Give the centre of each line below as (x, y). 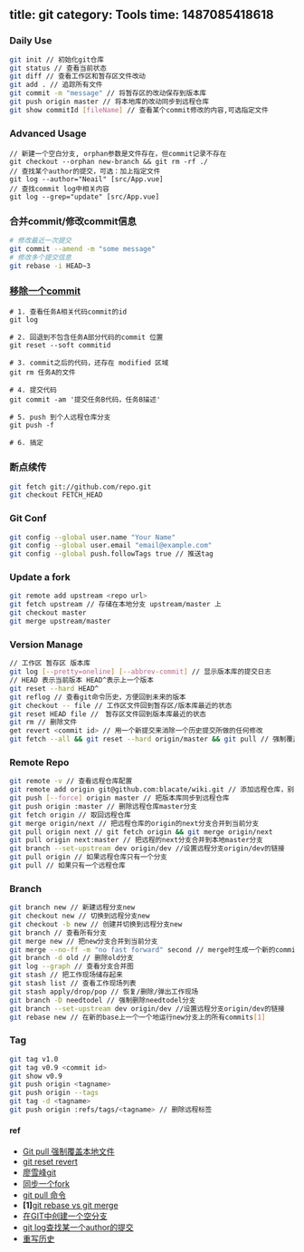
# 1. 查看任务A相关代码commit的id (68, 312)
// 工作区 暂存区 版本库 (50, 664)
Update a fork (40, 577)
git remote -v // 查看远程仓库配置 (71, 781)
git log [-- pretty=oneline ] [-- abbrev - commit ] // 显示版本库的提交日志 (140, 672)
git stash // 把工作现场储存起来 (66, 975)
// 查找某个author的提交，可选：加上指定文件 (85, 171)
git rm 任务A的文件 (43, 373)
